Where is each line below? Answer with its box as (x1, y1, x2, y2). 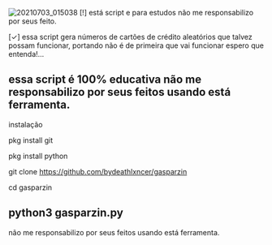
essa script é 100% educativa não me (8, 73, 202, 87)
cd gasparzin (8, 183, 53, 192)
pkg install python (8, 151, 68, 161)
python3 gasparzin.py (8, 206, 123, 220)
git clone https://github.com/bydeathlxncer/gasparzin (8, 166, 188, 176)
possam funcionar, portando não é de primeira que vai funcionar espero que (8, 41, 264, 50)
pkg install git (8, 135, 54, 145)
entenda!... (8, 49, 45, 58)
